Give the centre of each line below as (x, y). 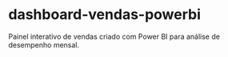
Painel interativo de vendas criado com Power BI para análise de (114, 36)
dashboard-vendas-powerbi (105, 15)
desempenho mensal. (44, 44)
